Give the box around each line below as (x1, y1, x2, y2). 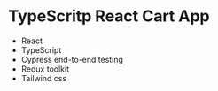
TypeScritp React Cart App (8, 6, 210, 27)
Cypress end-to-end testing (20, 54, 123, 64)
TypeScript (20, 44, 62, 55)
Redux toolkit (20, 64, 70, 74)
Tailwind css (20, 72, 67, 83)
